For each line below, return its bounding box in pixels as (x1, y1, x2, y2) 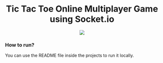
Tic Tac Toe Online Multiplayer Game (5, 3, 159, 15)
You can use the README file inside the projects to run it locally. (5, 52, 134, 59)
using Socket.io (49, 14, 115, 25)
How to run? (5, 41, 35, 48)
